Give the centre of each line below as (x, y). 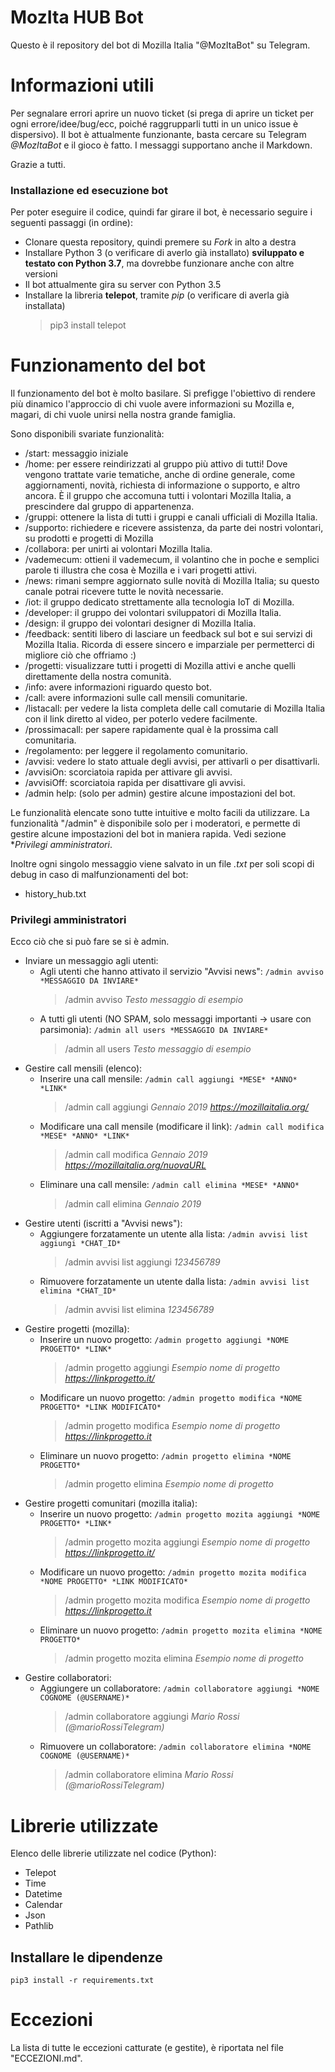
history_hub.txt (55, 894)
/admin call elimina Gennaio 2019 (133, 1204)
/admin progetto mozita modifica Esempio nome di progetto (187, 1600)
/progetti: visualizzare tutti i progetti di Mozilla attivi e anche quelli (160, 666)
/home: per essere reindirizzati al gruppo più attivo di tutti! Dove (156, 464)
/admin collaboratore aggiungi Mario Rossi (152, 1717)
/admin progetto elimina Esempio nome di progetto (169, 1484)
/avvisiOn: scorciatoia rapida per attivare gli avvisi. (128, 772)
